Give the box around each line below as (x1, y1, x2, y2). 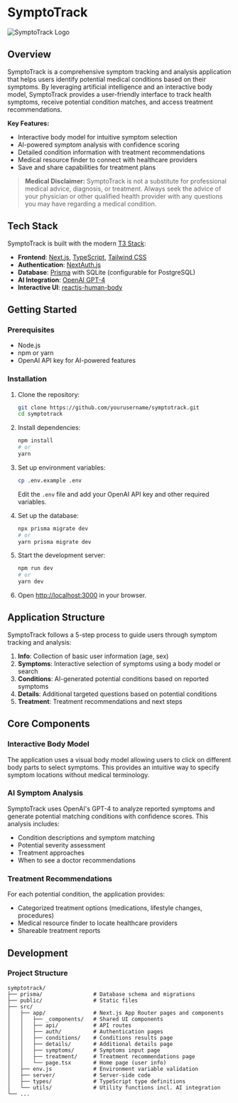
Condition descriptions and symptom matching (17, 833, 155, 842)
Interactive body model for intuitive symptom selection (17, 132, 178, 141)
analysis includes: (7, 819, 60, 828)
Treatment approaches (17, 848, 85, 857)
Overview (7, 48, 52, 60)
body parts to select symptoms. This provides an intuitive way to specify (7, 763, 220, 771)
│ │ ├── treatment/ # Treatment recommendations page (7, 1052, 195, 1060)
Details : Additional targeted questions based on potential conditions (17, 690, 217, 698)
